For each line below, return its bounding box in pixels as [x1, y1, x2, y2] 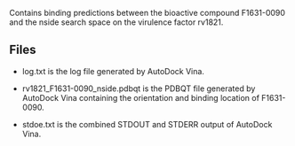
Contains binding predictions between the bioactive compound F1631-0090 [9, 8, 286, 18]
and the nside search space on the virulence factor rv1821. [9, 17, 224, 27]
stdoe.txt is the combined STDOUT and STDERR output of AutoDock [21, 119, 273, 129]
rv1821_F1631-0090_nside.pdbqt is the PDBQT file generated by [21, 83, 256, 94]
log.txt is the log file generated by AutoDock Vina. [21, 65, 204, 76]
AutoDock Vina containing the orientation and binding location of [21, 92, 260, 103]
